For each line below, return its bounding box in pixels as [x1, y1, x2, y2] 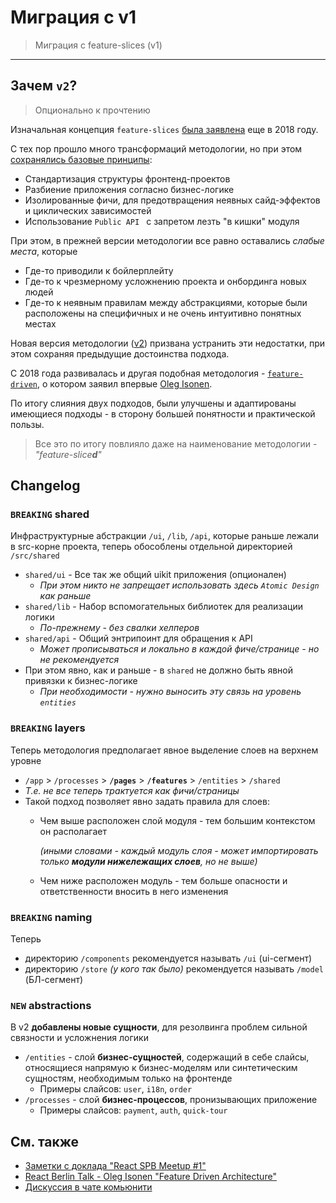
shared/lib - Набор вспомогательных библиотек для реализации [24, 601, 304, 613]
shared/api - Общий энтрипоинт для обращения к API [24, 632, 253, 645]
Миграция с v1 [10, 6, 137, 29]
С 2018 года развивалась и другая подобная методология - [10, 367, 266, 379]
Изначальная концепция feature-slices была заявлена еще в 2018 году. [10, 123, 319, 135]
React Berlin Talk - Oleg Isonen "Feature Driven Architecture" [24, 1171, 277, 1183]
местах [24, 317, 57, 330]
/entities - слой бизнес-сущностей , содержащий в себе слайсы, [24, 1051, 310, 1063]
